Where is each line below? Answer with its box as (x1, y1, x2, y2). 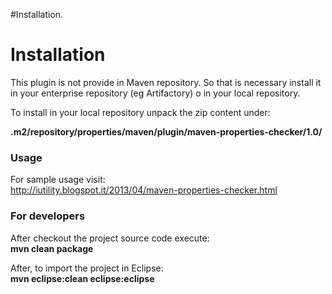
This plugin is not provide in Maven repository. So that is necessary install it (10, 76, 322, 88)
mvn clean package (10, 242, 94, 254)
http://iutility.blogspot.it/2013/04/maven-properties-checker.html (10, 184, 278, 196)
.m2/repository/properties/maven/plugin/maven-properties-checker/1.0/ (10, 125, 323, 138)
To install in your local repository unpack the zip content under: (10, 106, 271, 118)
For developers (10, 209, 86, 223)
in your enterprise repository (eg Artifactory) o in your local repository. (10, 87, 301, 99)
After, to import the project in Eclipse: (10, 262, 164, 274)
